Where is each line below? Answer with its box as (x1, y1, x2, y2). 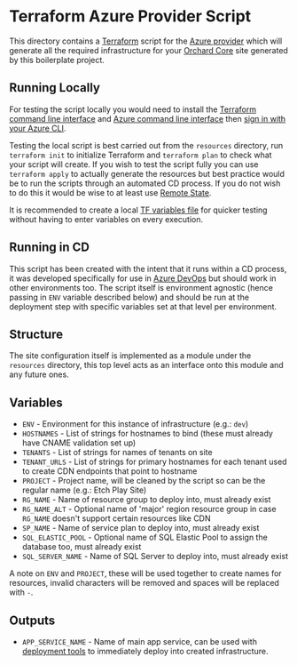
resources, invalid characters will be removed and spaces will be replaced (9, 578, 279, 589)
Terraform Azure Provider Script (9, 6, 252, 27)
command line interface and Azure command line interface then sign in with (9, 113, 286, 124)
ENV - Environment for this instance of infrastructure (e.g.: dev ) (21, 419, 249, 429)
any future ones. (9, 369, 69, 380)
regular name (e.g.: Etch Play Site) (21, 485, 147, 495)
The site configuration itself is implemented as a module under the (9, 350, 252, 361)
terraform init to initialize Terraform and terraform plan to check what (9, 149, 272, 160)
